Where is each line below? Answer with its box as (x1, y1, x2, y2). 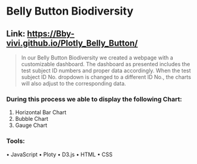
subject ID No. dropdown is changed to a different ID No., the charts (21, 73, 192, 80)
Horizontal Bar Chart (15, 109, 67, 116)
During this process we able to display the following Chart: (6, 95, 182, 103)
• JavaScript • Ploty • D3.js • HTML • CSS (6, 151, 113, 158)
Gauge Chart (15, 121, 47, 129)
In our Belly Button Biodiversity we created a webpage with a (21, 54, 174, 61)
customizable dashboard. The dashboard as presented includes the (21, 61, 190, 67)
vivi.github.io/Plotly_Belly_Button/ (6, 38, 138, 48)
